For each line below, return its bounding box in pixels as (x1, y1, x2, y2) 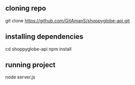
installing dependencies (5, 33, 84, 41)
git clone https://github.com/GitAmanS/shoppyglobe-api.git (5, 17, 130, 23)
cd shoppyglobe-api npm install (5, 46, 72, 52)
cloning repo (5, 4, 46, 13)
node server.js (5, 74, 36, 80)
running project (5, 61, 56, 69)
